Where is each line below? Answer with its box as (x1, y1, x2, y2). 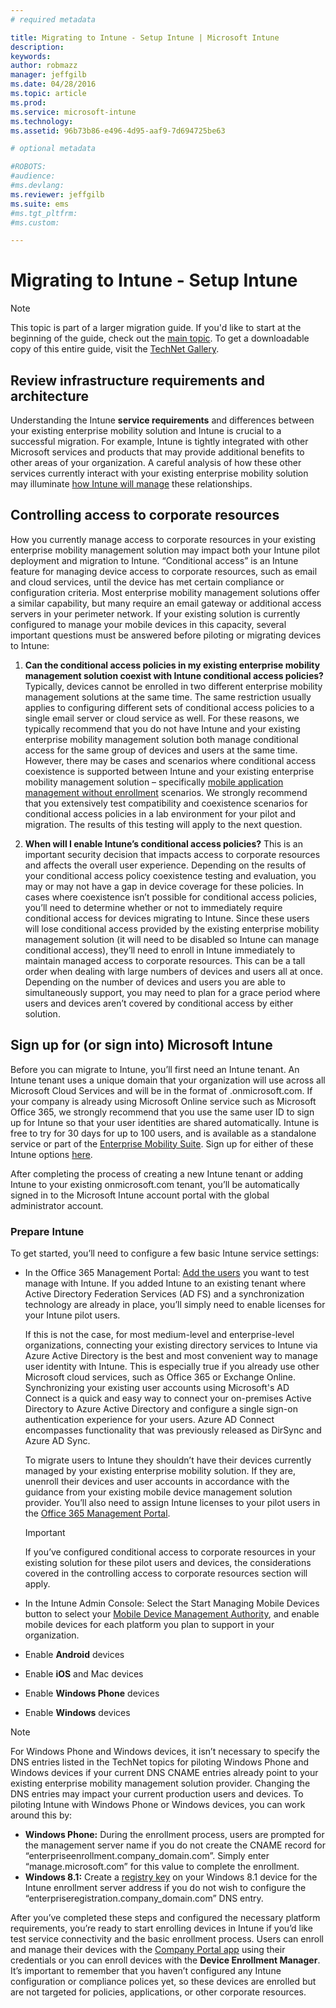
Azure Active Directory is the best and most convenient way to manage (24, 1349, 318, 1361)
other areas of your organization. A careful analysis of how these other (10, 457, 302, 468)
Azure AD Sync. (24, 1434, 91, 1446)
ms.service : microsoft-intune (10, 107, 137, 117)
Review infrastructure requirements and (10, 372, 265, 389)
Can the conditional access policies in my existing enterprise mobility (24, 659, 321, 671)
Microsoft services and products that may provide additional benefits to (10, 446, 305, 458)
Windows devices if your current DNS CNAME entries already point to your (10, 1766, 319, 1778)
